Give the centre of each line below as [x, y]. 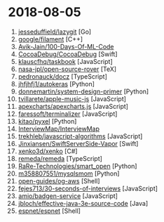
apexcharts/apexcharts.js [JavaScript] [73, 106]
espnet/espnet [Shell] [49, 211]
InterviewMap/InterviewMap [59, 129]
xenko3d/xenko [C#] [48, 151]
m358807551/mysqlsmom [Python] [69, 174]
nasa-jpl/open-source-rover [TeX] [67, 69]
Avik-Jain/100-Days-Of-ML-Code [66, 46]
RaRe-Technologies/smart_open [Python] [77, 166]
